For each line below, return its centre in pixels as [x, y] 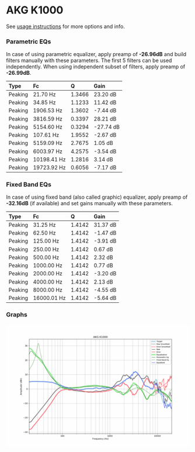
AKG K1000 [35, 10]
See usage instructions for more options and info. [66, 26]
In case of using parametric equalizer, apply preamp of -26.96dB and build [96, 54]
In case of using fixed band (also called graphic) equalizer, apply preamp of [97, 197]
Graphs [17, 315]
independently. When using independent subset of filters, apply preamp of [96, 67]
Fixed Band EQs [29, 184]
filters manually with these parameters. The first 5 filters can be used [89, 61]
